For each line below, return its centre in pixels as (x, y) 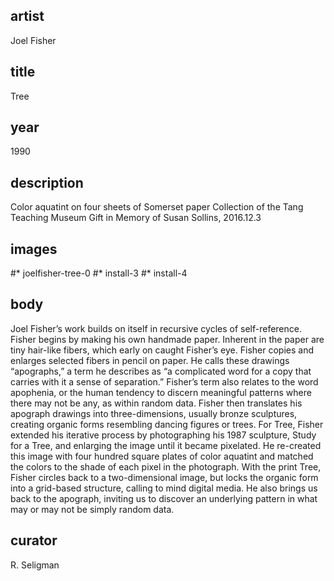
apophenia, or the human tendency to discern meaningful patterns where (161, 392)
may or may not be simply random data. (92, 509)
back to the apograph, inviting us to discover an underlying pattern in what (164, 498)
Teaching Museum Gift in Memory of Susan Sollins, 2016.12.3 (136, 218)
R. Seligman (35, 565)
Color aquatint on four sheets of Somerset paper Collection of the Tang (157, 207)
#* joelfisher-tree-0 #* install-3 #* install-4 (99, 273)
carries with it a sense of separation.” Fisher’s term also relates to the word (164, 381)
